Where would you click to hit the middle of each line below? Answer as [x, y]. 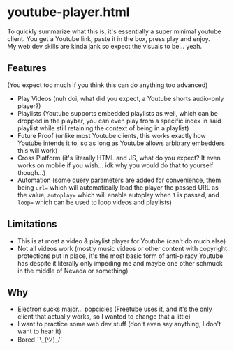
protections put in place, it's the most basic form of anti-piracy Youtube [120, 256]
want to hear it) [39, 331]
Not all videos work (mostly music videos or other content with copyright [122, 248]
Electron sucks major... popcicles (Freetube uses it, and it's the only [115, 309]
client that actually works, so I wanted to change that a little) [104, 317]
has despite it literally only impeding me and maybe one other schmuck [120, 263]
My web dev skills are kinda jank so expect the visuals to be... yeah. [105, 46]
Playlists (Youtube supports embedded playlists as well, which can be [117, 113]
